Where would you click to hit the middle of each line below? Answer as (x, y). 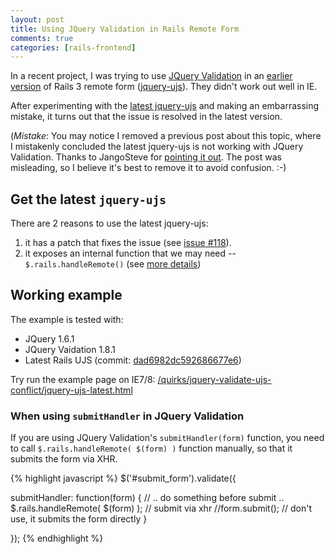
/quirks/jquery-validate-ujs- (214, 379)
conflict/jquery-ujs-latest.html (71, 390)
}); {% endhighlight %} (57, 538)
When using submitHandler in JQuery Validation (127, 416)
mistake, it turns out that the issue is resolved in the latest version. (146, 117)
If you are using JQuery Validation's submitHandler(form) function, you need (167, 438)
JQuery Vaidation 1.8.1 (70, 349)
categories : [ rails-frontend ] (73, 47)
